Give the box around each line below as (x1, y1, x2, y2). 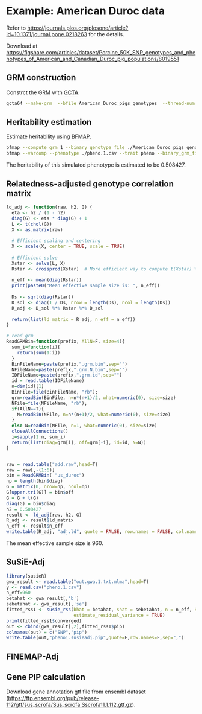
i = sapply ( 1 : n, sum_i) (11, 434, 66, 440)
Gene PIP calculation (6, 672, 85, 683)
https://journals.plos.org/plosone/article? (26, 24, 129, 31)
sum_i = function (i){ (11, 344, 61, 350)
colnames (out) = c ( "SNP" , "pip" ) (6, 629, 87, 635)
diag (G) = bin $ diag (6, 500, 55, 506)
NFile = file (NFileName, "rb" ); (11, 400, 87, 406)
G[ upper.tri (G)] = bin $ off (6, 489, 74, 496)
